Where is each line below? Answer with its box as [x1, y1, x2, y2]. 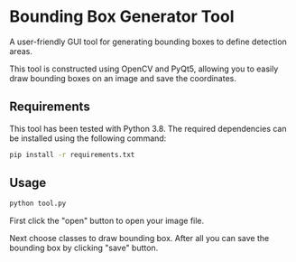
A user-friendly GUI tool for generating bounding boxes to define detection [9, 36, 287, 47]
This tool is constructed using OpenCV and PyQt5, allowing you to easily [9, 63, 279, 74]
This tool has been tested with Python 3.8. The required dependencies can [9, 123, 287, 134]
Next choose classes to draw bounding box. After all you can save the [9, 233, 270, 244]
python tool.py [9, 199, 67, 209]
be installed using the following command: [9, 133, 167, 144]
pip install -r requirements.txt [9, 150, 135, 159]
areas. [9, 45, 33, 56]
